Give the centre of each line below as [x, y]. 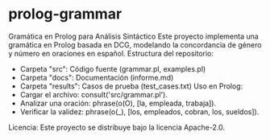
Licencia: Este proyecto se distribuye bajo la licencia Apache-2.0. [117, 127]
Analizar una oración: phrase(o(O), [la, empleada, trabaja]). [118, 103]
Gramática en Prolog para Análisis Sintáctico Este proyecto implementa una [134, 36]
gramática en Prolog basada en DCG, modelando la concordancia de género [135, 44]
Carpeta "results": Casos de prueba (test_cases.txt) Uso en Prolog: [131, 86]
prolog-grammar [65, 14]
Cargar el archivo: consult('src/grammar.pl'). [93, 94]
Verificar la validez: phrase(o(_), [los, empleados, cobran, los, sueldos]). [139, 111]
